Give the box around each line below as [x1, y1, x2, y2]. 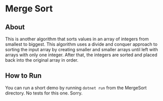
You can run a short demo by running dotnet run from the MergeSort [5, 85, 147, 91]
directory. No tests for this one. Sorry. [5, 90, 83, 96]
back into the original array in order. [5, 57, 79, 63]
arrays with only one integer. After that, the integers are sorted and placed [5, 52, 158, 58]
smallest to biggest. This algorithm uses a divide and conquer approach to [5, 41, 158, 47]
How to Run [5, 72, 42, 80]
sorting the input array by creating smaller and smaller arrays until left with [5, 47, 158, 52]
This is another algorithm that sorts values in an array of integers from [5, 36, 149, 42]
